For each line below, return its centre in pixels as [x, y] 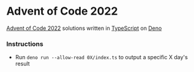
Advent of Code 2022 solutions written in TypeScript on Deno [84, 28]
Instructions [25, 44]
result [22, 64]
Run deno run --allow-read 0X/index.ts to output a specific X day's [101, 57]
